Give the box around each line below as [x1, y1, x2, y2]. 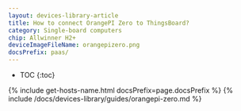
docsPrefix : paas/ [8, 48, 69, 56]
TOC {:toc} [19, 71, 55, 79]
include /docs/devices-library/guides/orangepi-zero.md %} [8, 94, 202, 103]
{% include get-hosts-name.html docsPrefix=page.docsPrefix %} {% [8, 86, 234, 95]
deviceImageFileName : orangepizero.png [8, 41, 140, 49]
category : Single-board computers [8, 26, 123, 34]
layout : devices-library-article [8, 11, 119, 20]
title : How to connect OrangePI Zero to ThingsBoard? [8, 19, 190, 27]
